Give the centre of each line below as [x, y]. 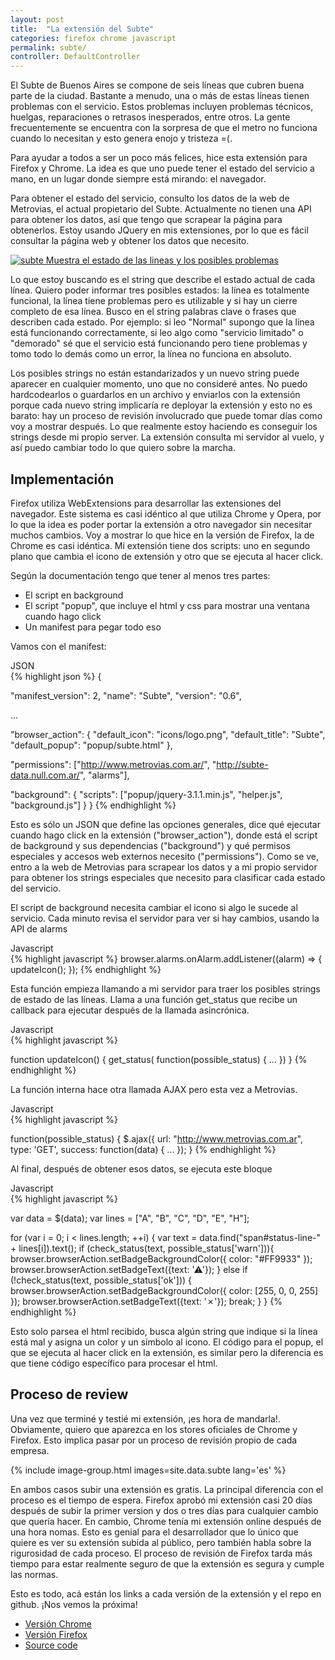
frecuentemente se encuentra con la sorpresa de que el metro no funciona [164, 128]
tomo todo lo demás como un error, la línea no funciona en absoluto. [151, 354]
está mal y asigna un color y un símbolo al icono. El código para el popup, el [167, 1342]
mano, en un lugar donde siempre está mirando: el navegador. [138, 179]
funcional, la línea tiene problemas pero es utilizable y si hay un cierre [154, 301]
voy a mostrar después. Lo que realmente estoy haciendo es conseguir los [164, 427]
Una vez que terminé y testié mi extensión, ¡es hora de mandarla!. [145, 1418]
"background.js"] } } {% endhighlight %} [93, 805]
